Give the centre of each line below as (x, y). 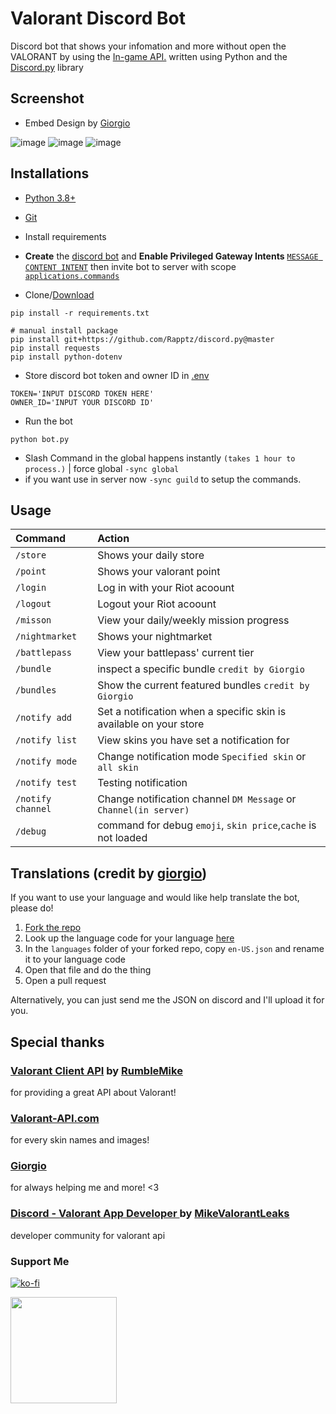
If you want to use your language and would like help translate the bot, (155, 898)
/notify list (46, 740)
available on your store (151, 724)
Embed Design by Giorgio (77, 123)
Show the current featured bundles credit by (203, 685)
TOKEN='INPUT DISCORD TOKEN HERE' (82, 393)
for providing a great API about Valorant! (93, 1092)
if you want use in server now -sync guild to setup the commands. (163, 479)
